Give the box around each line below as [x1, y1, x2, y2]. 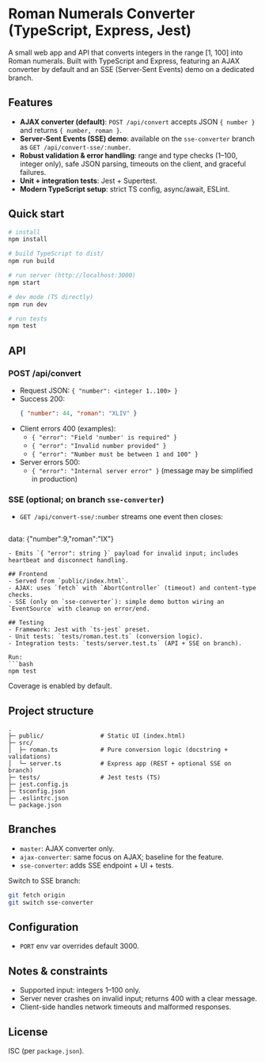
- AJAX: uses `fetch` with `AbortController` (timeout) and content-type [8, 584, 257, 592]
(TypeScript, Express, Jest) [8, 21, 191, 40]
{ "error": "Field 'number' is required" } [31, 433, 178, 442]
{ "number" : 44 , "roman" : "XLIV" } [19, 409, 138, 417]
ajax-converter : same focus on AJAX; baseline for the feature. [19, 852, 224, 861]
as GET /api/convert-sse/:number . [19, 142, 131, 151]
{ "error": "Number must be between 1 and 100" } [31, 450, 199, 458]
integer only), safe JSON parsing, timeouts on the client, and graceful [19, 159, 247, 169]
